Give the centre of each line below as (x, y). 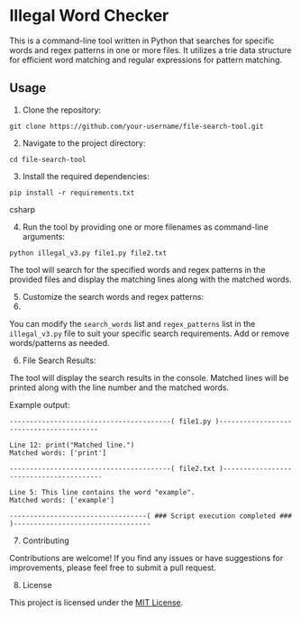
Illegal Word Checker (89, 16)
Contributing (46, 540)
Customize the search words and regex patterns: (113, 296)
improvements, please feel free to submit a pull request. (113, 567)
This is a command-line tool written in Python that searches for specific (142, 41)
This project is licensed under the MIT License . (96, 602)
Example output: (40, 404)
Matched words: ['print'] (58, 453)
